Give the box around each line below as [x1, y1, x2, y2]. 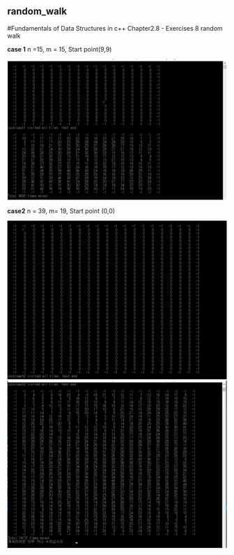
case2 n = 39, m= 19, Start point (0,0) [7, 206, 116, 215]
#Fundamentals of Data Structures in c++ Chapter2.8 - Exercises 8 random [7, 24, 223, 32]
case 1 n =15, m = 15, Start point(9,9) [7, 45, 112, 53]
